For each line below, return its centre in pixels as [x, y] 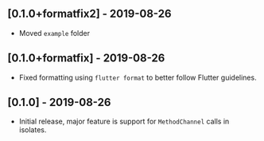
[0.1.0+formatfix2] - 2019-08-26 [89, 14]
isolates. [33, 130]
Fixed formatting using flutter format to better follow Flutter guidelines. [138, 77]
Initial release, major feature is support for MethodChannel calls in [124, 121]
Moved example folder [54, 33]
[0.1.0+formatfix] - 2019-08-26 [86, 59]
